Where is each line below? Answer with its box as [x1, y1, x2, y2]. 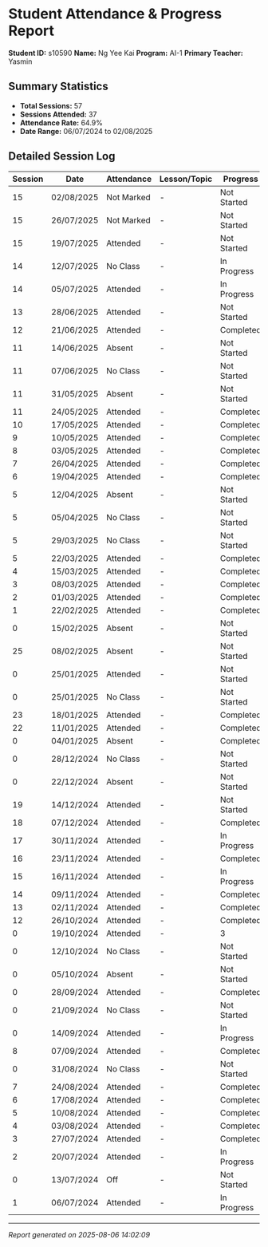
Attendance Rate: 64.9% [19, 117, 104, 128]
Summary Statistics [8, 80, 109, 93]
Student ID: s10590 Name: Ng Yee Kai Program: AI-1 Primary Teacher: [8, 48, 243, 57]
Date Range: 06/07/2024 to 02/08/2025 [19, 126, 153, 136]
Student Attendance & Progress [8, 5, 222, 23]
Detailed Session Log [8, 149, 116, 164]
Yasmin [8, 57, 33, 66]
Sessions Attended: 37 [19, 109, 97, 119]
